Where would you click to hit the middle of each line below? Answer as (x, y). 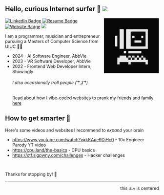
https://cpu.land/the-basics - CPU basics (53, 150)
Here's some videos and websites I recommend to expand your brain (74, 130)
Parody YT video (29, 145)
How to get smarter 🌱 (38, 119)
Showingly (23, 71)
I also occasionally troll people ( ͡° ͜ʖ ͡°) (50, 83)
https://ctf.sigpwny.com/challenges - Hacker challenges (69, 155)
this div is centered (140, 188)
